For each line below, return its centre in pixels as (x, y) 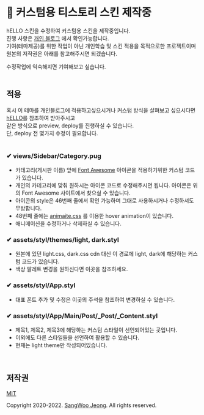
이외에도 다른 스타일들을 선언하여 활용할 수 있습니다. (77, 337)
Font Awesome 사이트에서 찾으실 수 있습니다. (76, 193)
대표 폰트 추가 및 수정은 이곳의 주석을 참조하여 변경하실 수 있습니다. (95, 299)
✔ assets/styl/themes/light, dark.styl (63, 239)
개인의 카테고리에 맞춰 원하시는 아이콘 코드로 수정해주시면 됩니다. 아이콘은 (103, 185)
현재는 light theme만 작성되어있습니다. (61, 345)
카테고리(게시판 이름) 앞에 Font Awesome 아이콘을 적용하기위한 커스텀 (99, 170)
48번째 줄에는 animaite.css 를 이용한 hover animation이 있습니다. (94, 216)
